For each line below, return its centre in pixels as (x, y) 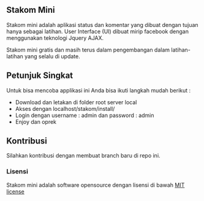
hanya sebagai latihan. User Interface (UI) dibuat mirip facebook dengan (97, 31)
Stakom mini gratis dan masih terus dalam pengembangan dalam (88, 50)
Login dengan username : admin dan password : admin (85, 115)
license (15, 191)
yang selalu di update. (52, 56)
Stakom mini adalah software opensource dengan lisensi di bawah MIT (96, 185)
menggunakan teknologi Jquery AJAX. (55, 38)
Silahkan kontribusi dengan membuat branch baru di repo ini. (83, 156)
